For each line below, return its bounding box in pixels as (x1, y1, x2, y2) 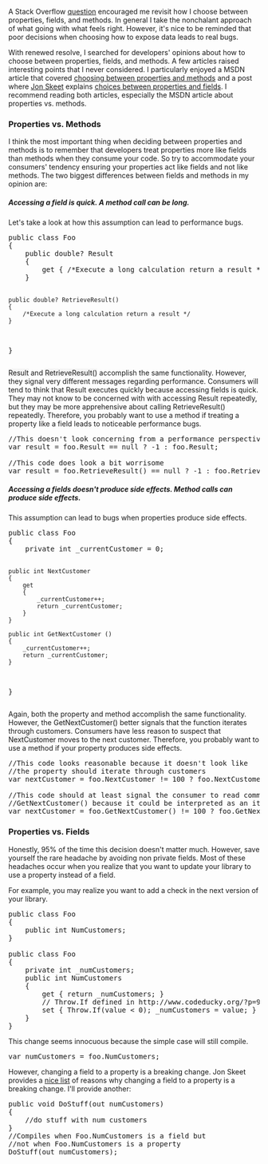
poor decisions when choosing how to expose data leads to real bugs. (8, 32, 239, 42)
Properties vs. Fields (8, 827, 90, 838)
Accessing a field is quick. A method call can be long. (8, 197, 190, 207)
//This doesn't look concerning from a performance (8, 435, 215, 444)
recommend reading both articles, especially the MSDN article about (8, 90, 234, 99)
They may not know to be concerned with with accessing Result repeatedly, (8, 393, 258, 403)
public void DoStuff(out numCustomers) (8, 1099, 164, 1108)
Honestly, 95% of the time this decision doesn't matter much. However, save (8, 844, 260, 854)
